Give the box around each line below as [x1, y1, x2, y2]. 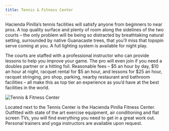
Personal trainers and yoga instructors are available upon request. [5, 120, 142, 126]
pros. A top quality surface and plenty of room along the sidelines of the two [5, 26, 164, 33]
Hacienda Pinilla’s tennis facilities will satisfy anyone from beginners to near [5, 21, 162, 27]
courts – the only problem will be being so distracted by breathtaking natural [5, 32, 164, 38]
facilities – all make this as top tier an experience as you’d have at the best [5, 79, 159, 85]
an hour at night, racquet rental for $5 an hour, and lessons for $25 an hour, [5, 69, 162, 75]
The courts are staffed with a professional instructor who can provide [5, 52, 149, 58]
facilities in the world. [5, 84, 50, 91]
